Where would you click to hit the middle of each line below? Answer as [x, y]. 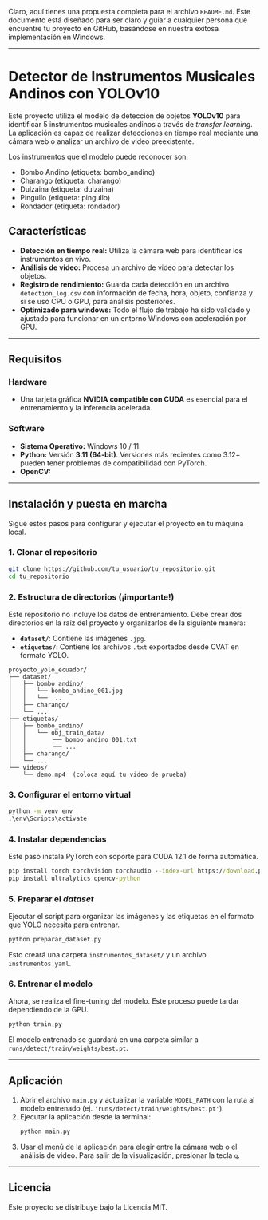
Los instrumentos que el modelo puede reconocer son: [99, 156]
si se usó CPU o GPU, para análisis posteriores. [97, 301]
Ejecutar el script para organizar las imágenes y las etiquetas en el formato [131, 917]
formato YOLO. [44, 655]
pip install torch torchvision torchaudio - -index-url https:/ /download [132, 871]
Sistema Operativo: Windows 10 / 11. [80, 446]
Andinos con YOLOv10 [84, 94]
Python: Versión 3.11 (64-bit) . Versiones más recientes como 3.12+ [130, 454]
